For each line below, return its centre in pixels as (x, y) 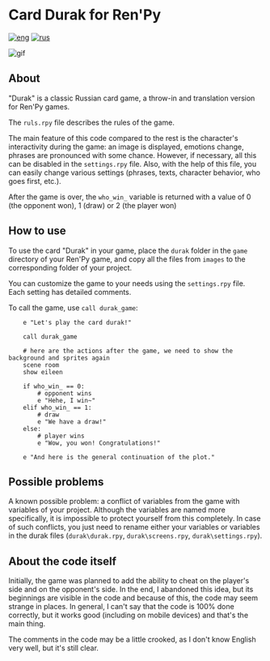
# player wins (61, 436)
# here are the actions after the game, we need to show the (128, 351)
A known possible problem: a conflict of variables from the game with (124, 501)
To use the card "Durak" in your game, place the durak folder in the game (128, 250)
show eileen (43, 372)
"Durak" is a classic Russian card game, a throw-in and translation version (132, 98)
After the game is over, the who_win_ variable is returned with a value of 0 (130, 197)
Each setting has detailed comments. (70, 292)
